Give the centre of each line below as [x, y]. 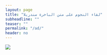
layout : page [19, 10]
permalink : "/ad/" [24, 28]
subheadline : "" [22, 19]
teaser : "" [17, 24]
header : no [17, 33]
